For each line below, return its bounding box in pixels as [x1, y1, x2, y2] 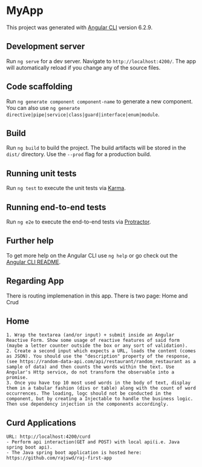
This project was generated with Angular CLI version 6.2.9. [6, 24, 153, 31]
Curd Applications [6, 417, 77, 428]
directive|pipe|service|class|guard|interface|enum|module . [6, 111, 160, 118]
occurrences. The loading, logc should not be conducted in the [6, 390, 172, 397]
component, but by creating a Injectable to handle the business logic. [6, 396, 194, 402]
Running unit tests [6, 168, 77, 179]
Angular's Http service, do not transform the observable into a [6, 369, 174, 375]
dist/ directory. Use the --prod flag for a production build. [6, 151, 151, 158]
